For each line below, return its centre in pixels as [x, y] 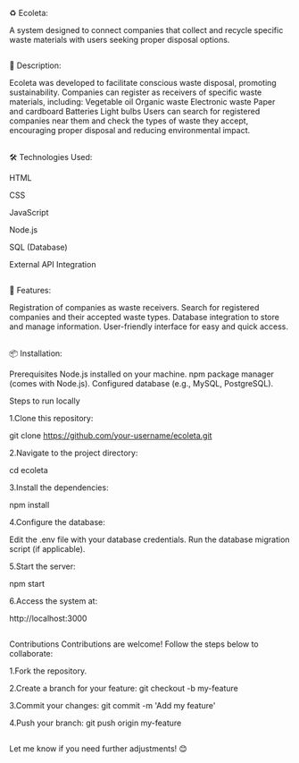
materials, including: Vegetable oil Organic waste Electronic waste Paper [142, 102]
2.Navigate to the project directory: [74, 453]
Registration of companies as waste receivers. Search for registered [134, 308]
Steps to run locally [45, 401]
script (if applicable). [47, 548]
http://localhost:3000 [48, 618]
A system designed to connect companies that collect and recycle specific [146, 30]
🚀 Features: [30, 291]
